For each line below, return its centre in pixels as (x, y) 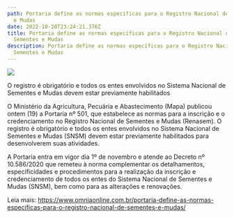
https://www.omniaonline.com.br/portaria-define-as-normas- (126, 200)
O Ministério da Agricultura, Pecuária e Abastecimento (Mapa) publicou (110, 106)
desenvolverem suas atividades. (53, 143)
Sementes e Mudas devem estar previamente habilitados (89, 93)
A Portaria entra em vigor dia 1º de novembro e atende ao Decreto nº (106, 157)
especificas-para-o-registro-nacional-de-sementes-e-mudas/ (96, 207)
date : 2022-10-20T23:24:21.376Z (54, 26)
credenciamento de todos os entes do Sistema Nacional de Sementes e (110, 179)
